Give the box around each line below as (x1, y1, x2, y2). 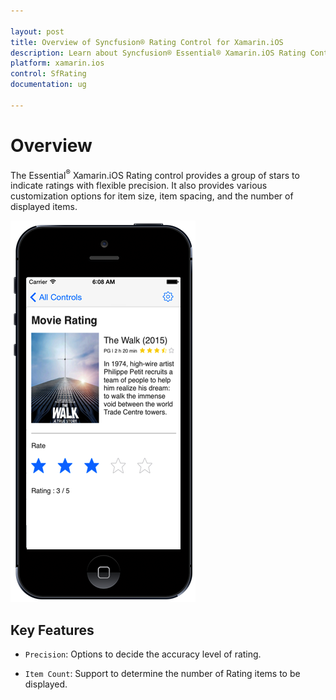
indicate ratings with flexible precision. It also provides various (10, 180, 268, 192)
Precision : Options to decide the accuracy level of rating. (24, 648, 262, 660)
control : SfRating (10, 69, 87, 79)
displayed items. (10, 201, 78, 213)
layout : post (10, 26, 65, 37)
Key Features (10, 621, 95, 639)
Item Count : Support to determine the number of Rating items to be (24, 668, 301, 680)
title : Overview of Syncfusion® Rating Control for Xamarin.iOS (10, 37, 284, 47)
